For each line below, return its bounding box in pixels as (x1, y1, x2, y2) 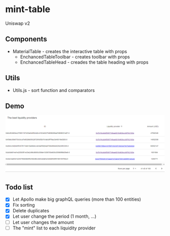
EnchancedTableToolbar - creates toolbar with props (20, 54, 130, 60)
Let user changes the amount (12, 219, 74, 225)
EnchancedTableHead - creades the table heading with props (20, 59, 149, 65)
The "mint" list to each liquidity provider (12, 225, 96, 231)
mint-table (5, 4, 51, 15)
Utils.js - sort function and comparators (12, 87, 95, 93)
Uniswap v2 (5, 20, 30, 26)
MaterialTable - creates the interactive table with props (12, 48, 127, 54)
